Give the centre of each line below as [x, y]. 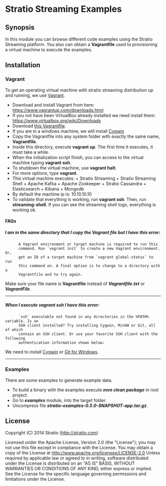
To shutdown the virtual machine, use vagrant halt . [64, 168]
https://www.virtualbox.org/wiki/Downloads [57, 121]
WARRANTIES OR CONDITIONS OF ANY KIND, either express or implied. [79, 469]
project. [20, 395]
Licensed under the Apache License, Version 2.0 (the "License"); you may [81, 443]
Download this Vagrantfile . [39, 126]
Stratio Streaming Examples [63, 9]
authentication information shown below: [62, 343]
